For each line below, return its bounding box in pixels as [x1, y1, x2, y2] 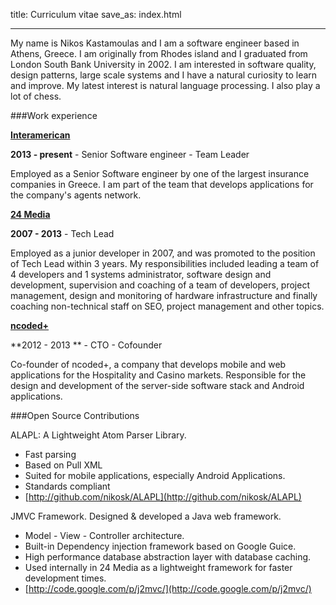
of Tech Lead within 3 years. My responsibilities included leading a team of [10, 258, 320, 269]
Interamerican [10, 129, 71, 141]
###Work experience [10, 110, 98, 121]
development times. [24, 572, 107, 584]
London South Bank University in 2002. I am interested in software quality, [10, 59, 317, 70]
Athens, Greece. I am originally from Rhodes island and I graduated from [10, 48, 308, 59]
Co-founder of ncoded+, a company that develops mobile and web [10, 359, 287, 370]
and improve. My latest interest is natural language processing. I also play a [10, 80, 321, 91]
